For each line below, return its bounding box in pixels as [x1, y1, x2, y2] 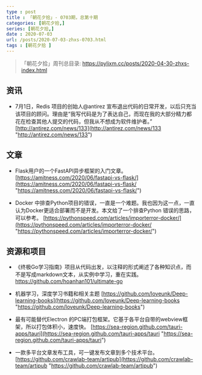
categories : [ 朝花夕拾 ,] [6, 20, 65, 26]
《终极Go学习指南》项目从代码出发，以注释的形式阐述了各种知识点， [14, 263, 186, 271]
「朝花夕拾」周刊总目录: [21, 60, 81, 67]
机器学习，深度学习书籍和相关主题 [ [14, 290, 104, 297]
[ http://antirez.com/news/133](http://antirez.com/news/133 [14, 124, 162, 131]
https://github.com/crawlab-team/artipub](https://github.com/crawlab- [17, 356, 194, 363]
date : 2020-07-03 [6, 31, 52, 37]
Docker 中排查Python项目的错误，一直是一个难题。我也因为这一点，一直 [14, 199, 195, 206]
